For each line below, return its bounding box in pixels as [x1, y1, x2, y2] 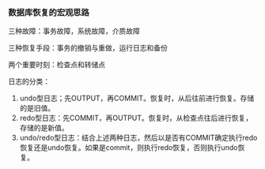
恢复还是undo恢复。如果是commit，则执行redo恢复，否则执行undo [19, 143, 238, 152]
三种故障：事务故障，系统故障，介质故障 [8, 26, 140, 36]
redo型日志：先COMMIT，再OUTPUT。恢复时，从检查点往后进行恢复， [19, 113, 253, 123]
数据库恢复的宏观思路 [8, 6, 89, 17]
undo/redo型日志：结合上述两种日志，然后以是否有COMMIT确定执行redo [19, 133, 258, 143]
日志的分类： [8, 77, 50, 86]
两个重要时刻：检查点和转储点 [8, 60, 105, 69]
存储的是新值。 [19, 123, 69, 133]
